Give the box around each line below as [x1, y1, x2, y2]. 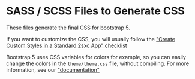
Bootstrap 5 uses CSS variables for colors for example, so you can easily [6, 53, 186, 60]
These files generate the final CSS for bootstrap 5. [6, 24, 131, 31]
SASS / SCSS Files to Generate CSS [6, 4, 185, 18]
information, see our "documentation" [6, 66, 100, 73]
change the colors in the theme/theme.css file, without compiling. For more [6, 60, 190, 67]
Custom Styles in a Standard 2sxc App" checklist [6, 42, 127, 49]
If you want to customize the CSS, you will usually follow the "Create [6, 35, 176, 42]
